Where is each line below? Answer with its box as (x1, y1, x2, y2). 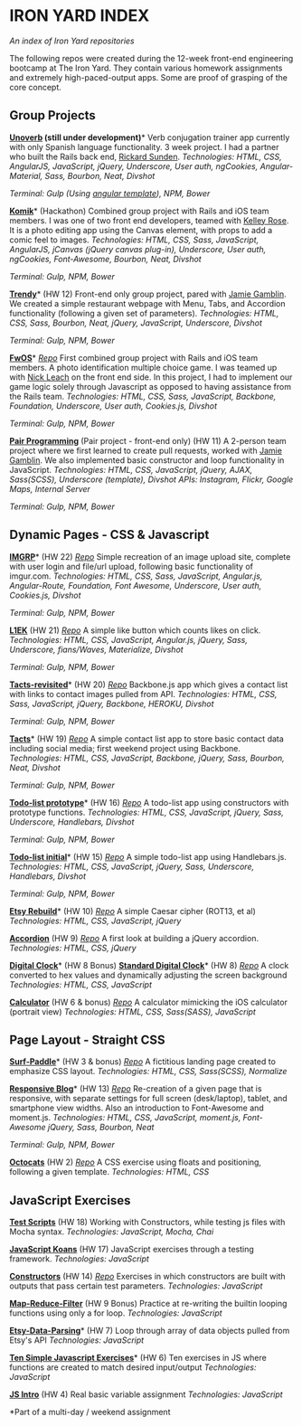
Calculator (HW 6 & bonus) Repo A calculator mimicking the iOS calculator (9, 996, 288, 1007)
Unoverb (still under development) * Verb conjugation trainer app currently (9, 132, 290, 143)
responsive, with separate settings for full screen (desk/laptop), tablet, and (9, 1093, 288, 1104)
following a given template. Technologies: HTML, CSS (9, 1166, 210, 1177)
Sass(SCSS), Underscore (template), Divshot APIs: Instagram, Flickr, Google (9, 474, 294, 485)
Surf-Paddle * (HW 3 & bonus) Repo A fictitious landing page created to (9, 1056, 276, 1067)
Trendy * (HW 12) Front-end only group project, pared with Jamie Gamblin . (9, 288, 287, 299)
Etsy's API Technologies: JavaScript (9, 1335, 145, 1346)
